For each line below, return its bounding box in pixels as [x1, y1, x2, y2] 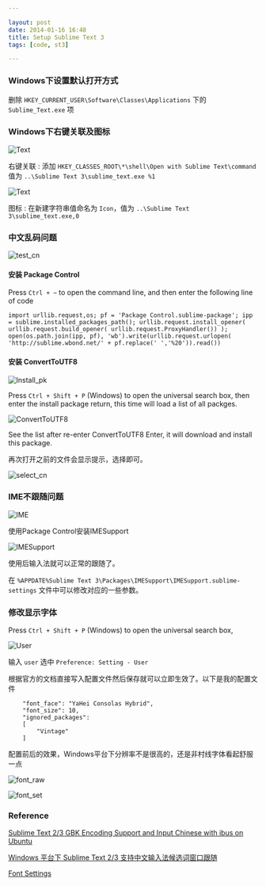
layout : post [8, 18, 51, 26]
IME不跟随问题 [8, 491, 64, 502]
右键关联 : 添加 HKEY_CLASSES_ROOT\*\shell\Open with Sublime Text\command [8, 161, 256, 170]
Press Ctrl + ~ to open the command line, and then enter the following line [8, 288, 253, 297]
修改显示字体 [8, 607, 58, 618]
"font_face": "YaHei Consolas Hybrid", [22, 700, 154, 708]
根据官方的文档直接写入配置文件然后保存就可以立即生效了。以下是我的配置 [8, 674, 251, 684]
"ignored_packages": [22, 714, 90, 722]
